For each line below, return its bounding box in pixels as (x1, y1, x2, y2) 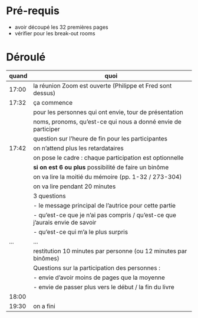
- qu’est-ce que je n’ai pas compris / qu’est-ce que (33, 210, 177, 219)
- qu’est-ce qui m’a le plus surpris (33, 227, 128, 236)
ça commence (33, 98, 72, 106)
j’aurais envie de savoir (33, 218, 97, 226)
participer (33, 125, 60, 133)
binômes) (33, 254, 60, 262)
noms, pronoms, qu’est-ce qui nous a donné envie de (33, 118, 181, 126)
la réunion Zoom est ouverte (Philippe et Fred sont (33, 81, 172, 89)
